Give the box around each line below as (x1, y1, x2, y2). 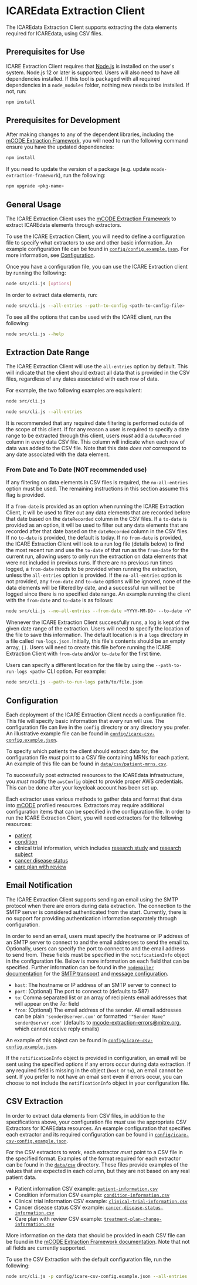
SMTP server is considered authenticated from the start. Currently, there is (6, 909, 187, 916)
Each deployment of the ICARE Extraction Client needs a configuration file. (6, 711, 186, 718)
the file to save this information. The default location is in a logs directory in (6, 632, 189, 639)
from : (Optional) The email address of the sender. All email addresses (14, 1006, 182, 1013)
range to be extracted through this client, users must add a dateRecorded (6, 432, 181, 440)
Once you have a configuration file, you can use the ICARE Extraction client (6, 263, 188, 270)
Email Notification (6, 880, 73, 890)
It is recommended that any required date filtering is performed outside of (6, 419, 185, 427)
